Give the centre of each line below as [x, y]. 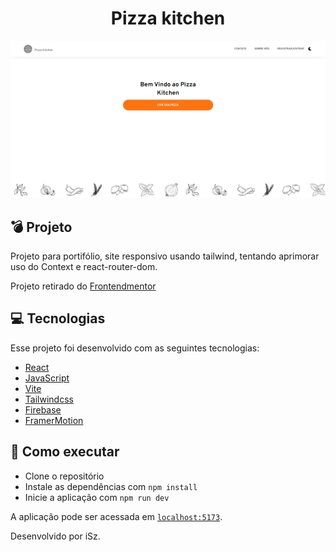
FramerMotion [54, 420]
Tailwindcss [49, 399]
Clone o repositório [64, 476]
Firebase [43, 409]
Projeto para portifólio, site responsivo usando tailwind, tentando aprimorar [165, 256]
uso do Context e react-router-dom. [84, 266]
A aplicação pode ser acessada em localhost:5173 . [116, 516]
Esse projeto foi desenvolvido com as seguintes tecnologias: [135, 348]
